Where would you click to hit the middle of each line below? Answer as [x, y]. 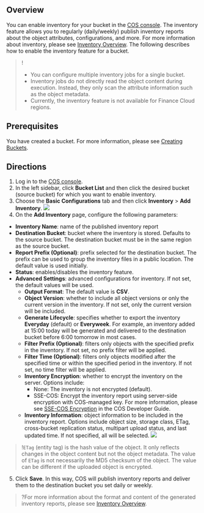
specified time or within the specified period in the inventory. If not [108, 363]
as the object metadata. [60, 94]
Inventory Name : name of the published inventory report [87, 227]
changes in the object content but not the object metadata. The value [108, 454]
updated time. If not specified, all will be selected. [87, 436]
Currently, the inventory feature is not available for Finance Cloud [113, 100]
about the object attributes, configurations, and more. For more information [101, 38]
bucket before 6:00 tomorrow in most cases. [80, 337]
